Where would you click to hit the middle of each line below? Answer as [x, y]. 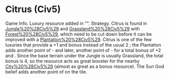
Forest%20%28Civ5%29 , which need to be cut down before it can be [79, 34]
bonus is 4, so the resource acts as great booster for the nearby [73, 61]
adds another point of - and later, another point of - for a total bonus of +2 [83, 50]
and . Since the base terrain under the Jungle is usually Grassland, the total [84, 55]
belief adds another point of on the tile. [46, 71]
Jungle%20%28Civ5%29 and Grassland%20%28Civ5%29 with [73, 28]
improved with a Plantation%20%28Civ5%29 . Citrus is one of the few [79, 39]
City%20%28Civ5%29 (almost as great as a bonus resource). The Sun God [85, 66]
